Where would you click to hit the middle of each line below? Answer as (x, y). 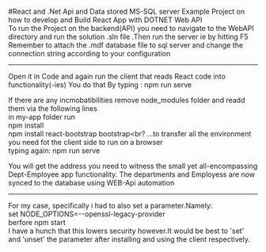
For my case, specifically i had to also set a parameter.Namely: (110, 206)
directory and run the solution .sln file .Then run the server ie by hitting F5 (128, 36)
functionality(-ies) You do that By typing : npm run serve (100, 85)
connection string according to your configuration (89, 53)
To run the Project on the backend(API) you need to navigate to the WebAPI (131, 28)
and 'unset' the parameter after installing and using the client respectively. (129, 239)
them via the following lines (53, 109)
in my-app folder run (42, 117)
